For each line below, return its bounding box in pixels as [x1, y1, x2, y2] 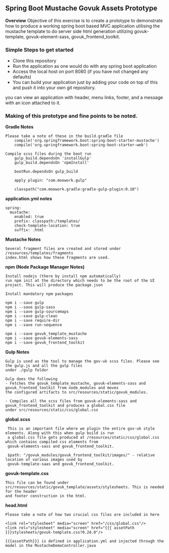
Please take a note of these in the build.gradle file [5, 134, 123, 139]
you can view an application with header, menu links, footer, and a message [5, 95, 163, 101]
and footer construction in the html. [5, 493, 87, 499]
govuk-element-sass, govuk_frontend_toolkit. [26, 33, 120, 39]
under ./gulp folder [5, 368, 49, 373]
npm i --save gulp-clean [5, 314, 58, 319]
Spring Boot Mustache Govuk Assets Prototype [5, 4, 158, 13]
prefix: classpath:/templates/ [14, 219, 80, 224]
